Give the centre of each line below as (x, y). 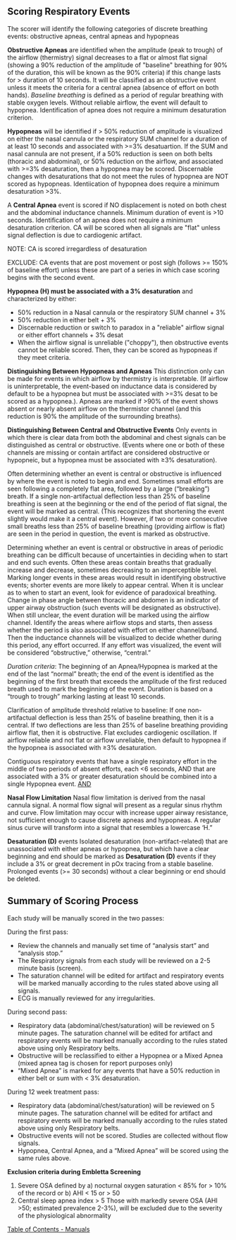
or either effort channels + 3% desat (70, 334)
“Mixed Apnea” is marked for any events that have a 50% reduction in (119, 1070)
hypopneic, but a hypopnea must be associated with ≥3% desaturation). (112, 460)
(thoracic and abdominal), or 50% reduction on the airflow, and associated (115, 161)
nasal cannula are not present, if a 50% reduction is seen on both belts (110, 153)
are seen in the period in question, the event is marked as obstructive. (108, 534)
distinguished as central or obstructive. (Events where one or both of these (116, 445)
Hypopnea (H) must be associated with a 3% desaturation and (100, 291)
